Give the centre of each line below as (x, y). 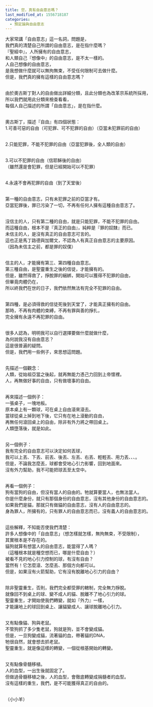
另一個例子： (18, 445)
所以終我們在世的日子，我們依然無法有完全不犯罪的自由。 (65, 288)
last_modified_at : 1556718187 (37, 15)
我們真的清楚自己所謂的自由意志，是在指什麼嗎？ (56, 46)
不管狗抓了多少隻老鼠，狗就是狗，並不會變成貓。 (56, 629)
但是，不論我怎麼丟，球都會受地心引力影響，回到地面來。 (65, 464)
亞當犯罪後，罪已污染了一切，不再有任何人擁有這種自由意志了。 (71, 205)
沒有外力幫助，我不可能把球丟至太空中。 (47, 470)
